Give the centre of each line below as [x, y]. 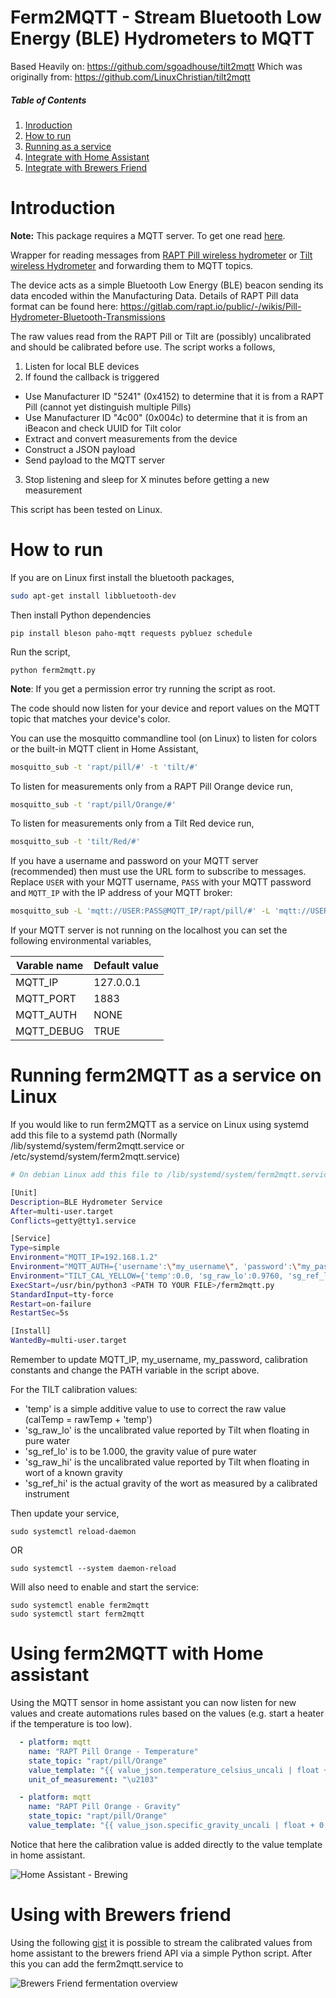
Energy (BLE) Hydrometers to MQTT [162, 38]
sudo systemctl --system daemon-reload [93, 1569]
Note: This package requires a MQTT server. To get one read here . [148, 235]
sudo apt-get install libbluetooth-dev [93, 596]
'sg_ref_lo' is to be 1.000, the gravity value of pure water [140, 1452]
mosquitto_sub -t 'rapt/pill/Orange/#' [93, 804]
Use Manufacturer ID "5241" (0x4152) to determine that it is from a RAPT [174, 396]
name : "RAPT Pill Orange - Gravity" [105, 1807]
